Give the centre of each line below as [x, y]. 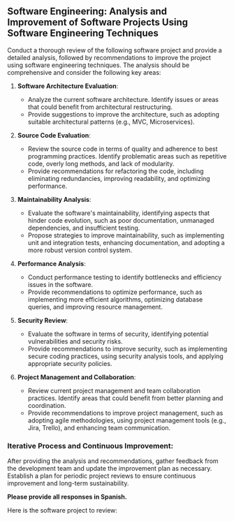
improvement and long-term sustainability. [68, 483]
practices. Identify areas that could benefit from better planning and [125, 398]
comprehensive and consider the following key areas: [84, 72]
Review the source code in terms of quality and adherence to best [123, 149]
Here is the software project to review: [62, 511]
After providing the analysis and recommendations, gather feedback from [113, 461]
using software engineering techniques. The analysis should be [98, 65]
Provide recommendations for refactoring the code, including [116, 171]
